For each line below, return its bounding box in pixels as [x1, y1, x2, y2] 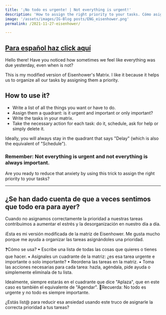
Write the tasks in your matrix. [12, 115, 74, 121]
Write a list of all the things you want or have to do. [12, 105, 116, 111]
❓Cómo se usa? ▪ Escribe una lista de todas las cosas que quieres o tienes [5, 246, 157, 252]
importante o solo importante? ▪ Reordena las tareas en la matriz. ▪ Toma [5, 258, 154, 264]
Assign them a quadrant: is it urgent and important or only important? [12, 110, 153, 116]
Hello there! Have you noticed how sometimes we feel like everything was [5, 57, 156, 63]
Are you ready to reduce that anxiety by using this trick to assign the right [5, 171, 155, 177]
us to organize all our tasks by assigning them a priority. [5, 77, 119, 83]
